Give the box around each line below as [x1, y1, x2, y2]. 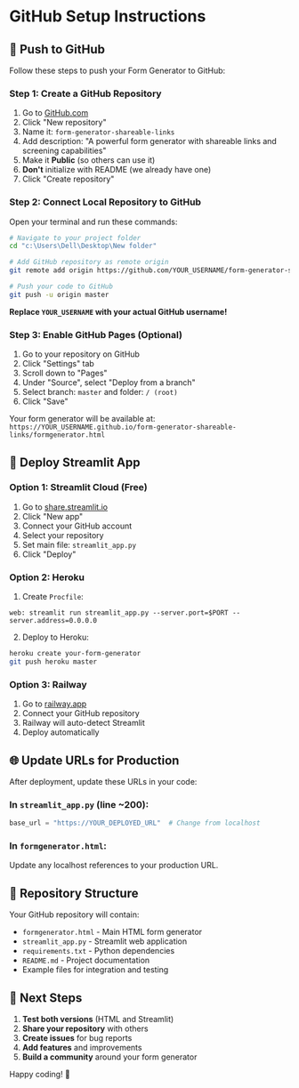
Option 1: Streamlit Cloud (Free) [9, 481, 149, 494]
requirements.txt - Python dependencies [21, 946, 175, 956]
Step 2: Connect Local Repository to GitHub [9, 196, 202, 208]
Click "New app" [21, 511, 84, 521]
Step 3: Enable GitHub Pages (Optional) [9, 328, 182, 341]
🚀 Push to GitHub [9, 42, 105, 57]
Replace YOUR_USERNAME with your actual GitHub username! [9, 306, 228, 317]
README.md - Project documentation [21, 955, 150, 966]
